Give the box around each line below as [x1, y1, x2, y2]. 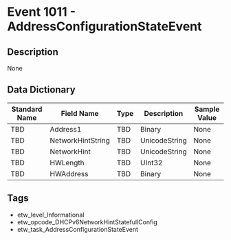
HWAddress [49, 169, 89, 178]
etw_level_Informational [16, 211, 85, 219]
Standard [11, 104, 43, 114]
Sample [194, 104, 220, 114]
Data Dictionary [7, 84, 76, 96]
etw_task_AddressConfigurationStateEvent [16, 225, 139, 233]
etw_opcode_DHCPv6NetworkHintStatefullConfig [16, 217, 158, 226]
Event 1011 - [7, 4, 76, 20]
